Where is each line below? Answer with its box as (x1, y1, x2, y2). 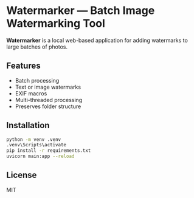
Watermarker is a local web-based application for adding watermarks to (6, 36, 189, 44)
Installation (6, 120, 50, 131)
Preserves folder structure (15, 103, 81, 110)
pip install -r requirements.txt (6, 148, 91, 154)
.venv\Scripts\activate (6, 142, 67, 148)
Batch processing (15, 77, 60, 84)
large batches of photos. (6, 43, 68, 50)
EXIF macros (15, 89, 47, 97)
